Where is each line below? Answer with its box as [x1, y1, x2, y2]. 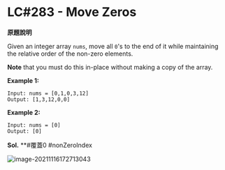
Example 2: [7, 108, 41, 116]
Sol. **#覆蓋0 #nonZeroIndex [7, 141, 93, 149]
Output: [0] [7, 127, 42, 134]
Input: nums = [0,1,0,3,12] [7, 90, 89, 97]
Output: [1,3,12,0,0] [7, 95, 71, 103]
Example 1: [7, 76, 40, 84]
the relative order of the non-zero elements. [7, 49, 133, 58]
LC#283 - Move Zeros [7, 4, 137, 20]
